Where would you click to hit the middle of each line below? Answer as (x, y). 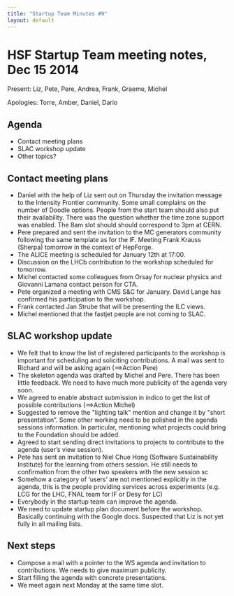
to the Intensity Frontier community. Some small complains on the (111, 203)
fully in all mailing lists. (50, 524)
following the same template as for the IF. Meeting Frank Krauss (109, 240)
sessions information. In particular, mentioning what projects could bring (122, 427)
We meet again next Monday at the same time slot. (90, 585)
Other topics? (37, 156)
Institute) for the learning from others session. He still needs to (107, 464)
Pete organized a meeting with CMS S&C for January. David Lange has (119, 292)
